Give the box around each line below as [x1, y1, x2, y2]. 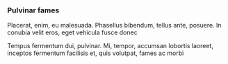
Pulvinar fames [7, 6, 60, 15]
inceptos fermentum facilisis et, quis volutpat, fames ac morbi [7, 49, 184, 57]
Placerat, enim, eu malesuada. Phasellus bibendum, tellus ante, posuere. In [7, 21, 222, 30]
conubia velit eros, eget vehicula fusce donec [7, 28, 138, 36]
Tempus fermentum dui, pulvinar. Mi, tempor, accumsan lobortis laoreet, [7, 42, 214, 50]
